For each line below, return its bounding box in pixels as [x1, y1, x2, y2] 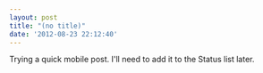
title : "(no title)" [9, 21, 87, 30]
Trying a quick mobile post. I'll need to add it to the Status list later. [9, 54, 255, 65]
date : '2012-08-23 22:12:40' [9, 29, 118, 38]
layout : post [9, 12, 58, 22]
